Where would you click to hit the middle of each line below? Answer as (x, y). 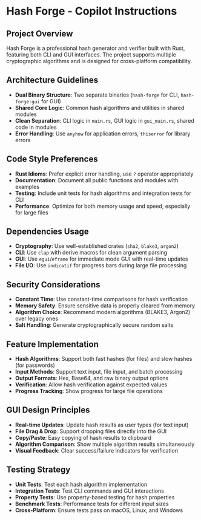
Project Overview (40, 34)
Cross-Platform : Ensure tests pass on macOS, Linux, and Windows (99, 510)
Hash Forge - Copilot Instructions (92, 11)
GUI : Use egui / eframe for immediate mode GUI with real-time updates (101, 259)
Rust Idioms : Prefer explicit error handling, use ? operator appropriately (104, 174)
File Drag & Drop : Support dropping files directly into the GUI (91, 431)
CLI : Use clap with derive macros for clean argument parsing (91, 253)
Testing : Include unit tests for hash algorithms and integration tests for (103, 193)
